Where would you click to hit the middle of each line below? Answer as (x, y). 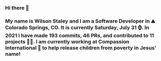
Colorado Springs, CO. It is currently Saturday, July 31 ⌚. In (77, 28)
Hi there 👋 (17, 8)
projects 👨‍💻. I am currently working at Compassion (67, 41)
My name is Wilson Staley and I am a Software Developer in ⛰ (80, 21)
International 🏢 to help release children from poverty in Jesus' (81, 48)
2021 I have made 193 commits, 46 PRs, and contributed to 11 (80, 35)
